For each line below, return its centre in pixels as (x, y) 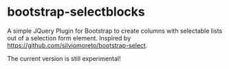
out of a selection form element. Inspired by (69, 38)
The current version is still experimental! (64, 58)
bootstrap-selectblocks (76, 12)
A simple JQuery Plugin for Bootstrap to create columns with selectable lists (115, 31)
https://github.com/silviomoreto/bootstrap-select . (77, 45)
